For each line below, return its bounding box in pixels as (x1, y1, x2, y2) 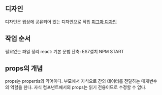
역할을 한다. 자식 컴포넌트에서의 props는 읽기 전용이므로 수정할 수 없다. (10, 84, 147, 90)
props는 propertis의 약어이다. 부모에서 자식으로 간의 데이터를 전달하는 (5, 78, 140, 84)
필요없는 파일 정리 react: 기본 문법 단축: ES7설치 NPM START (5, 48, 124, 54)
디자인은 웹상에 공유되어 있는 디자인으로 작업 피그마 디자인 (5, 19, 117, 25)
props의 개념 (5, 64, 43, 73)
